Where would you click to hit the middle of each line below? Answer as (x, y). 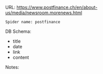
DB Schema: (18, 31)
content (21, 57)
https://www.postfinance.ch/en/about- (57, 7)
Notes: (12, 67)
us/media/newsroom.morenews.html (44, 13)
